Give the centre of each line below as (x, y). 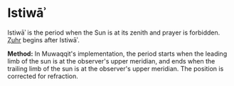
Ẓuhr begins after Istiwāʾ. (44, 39)
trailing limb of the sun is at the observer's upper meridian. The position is (116, 68)
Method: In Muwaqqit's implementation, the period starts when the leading (117, 54)
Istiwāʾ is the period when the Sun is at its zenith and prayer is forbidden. (114, 32)
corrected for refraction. (43, 76)
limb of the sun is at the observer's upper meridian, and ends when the (111, 61)
